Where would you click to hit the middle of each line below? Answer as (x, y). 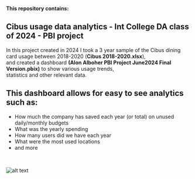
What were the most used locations (57, 141)
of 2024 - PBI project (45, 36)
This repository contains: (37, 8)
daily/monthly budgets (42, 123)
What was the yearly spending (51, 129)
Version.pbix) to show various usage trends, (60, 68)
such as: (22, 103)
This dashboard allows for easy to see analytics (95, 93)
